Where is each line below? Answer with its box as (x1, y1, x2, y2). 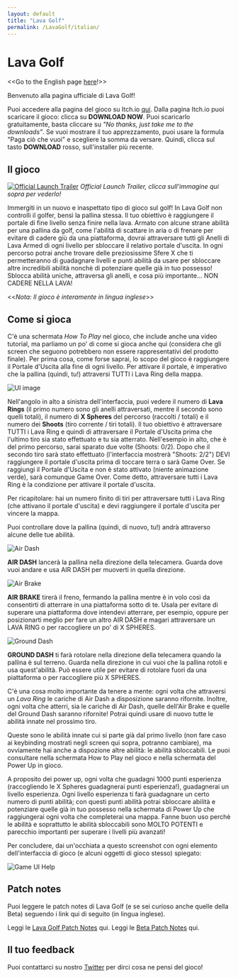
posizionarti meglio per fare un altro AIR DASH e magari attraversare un (7, 615, 216, 624)
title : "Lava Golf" (7, 17, 65, 24)
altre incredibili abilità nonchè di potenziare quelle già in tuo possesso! (7, 264, 212, 273)
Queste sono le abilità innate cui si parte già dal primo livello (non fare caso (7, 730, 227, 739)
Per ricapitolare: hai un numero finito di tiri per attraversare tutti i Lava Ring (7, 494, 225, 502)
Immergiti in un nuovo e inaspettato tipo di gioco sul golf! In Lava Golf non (7, 204, 223, 212)
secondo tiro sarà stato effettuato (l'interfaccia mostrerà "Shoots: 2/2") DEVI (7, 450, 230, 458)
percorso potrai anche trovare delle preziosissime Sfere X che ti (7, 249, 193, 258)
